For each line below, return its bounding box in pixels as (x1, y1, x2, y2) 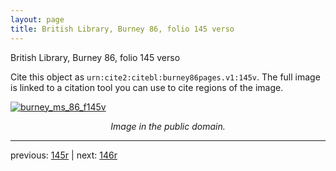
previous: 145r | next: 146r (10, 149, 118, 161)
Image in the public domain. (110, 120, 226, 132)
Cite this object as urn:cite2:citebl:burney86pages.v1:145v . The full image (10, 71, 321, 83)
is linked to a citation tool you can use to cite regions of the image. (10, 81, 284, 93)
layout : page (10, 14, 65, 25)
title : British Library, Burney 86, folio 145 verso (10, 24, 235, 34)
